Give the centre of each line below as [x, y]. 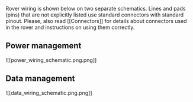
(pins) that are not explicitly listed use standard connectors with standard [95, 15]
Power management [44, 46]
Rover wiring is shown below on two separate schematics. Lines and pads [96, 9]
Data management [40, 79]
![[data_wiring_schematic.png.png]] [49, 93]
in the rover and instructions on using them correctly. [70, 27]
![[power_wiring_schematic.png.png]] [51, 60]
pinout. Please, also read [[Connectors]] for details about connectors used [96, 21]
